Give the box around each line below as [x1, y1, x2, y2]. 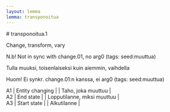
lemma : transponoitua [6, 14, 59, 20]
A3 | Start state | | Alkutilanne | [6, 99, 80, 106]
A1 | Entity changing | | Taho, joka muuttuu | [6, 87, 111, 94]
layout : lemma [6, 8, 41, 15]
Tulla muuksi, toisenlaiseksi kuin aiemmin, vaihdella [6, 64, 130, 71]
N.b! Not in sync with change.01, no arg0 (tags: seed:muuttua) [6, 53, 157, 60]
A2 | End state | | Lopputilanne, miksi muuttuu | [6, 93, 120, 100]
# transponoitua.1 [6, 30, 48, 37]
